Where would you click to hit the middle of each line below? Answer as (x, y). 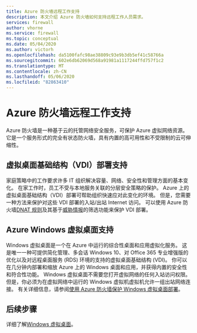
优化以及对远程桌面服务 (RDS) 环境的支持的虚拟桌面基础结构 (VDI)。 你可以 (97, 260)
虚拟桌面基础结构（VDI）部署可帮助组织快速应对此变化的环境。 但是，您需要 (98, 195)
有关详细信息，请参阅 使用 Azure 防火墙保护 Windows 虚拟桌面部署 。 (100, 289)
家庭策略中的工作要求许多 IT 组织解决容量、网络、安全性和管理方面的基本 (95, 180)
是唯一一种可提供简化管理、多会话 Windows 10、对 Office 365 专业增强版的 (97, 252)
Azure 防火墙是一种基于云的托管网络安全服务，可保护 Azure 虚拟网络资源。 (97, 130)
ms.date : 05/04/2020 (31, 44)
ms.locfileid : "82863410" (38, 83)
